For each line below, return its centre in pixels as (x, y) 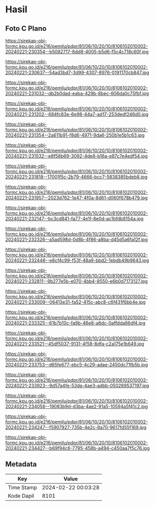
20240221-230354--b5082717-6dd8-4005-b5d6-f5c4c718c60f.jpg (77, 52)
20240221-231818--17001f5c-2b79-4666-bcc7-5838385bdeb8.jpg (76, 177)
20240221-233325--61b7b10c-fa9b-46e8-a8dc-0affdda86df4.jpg (75, 323)
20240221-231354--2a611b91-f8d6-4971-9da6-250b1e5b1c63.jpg (75, 135)
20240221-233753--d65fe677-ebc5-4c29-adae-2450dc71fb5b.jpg (76, 365)
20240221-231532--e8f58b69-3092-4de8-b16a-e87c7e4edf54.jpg (76, 156)
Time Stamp (23, 488)
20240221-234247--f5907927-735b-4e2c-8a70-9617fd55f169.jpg (76, 427)
